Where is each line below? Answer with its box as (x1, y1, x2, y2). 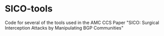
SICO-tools (5, 3, 53, 14)
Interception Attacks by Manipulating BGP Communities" (5, 24, 124, 30)
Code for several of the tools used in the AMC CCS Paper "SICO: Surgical (5, 19, 159, 25)
